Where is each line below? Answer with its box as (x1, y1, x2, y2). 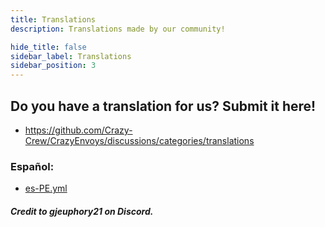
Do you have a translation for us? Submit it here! (10, 97, 317, 115)
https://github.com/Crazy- (24, 124, 133, 136)
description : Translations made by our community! (10, 24, 226, 34)
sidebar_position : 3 (10, 61, 97, 71)
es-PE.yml (24, 182, 68, 195)
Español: (10, 159, 55, 173)
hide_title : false (10, 42, 87, 52)
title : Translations (10, 14, 97, 25)
